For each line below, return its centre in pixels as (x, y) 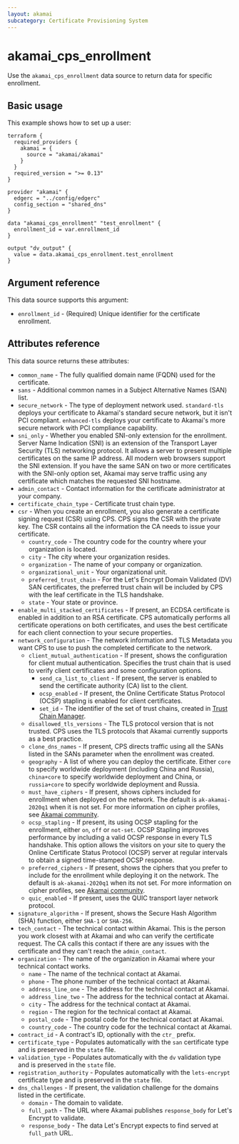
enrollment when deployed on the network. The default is (113, 799)
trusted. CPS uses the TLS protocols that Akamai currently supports (128, 731)
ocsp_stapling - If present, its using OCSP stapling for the (113, 822)
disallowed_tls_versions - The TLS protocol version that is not (121, 723)
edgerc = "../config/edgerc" (57, 198)
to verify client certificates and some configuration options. (116, 670)
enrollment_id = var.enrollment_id (67, 230)
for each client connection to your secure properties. (95, 632)
